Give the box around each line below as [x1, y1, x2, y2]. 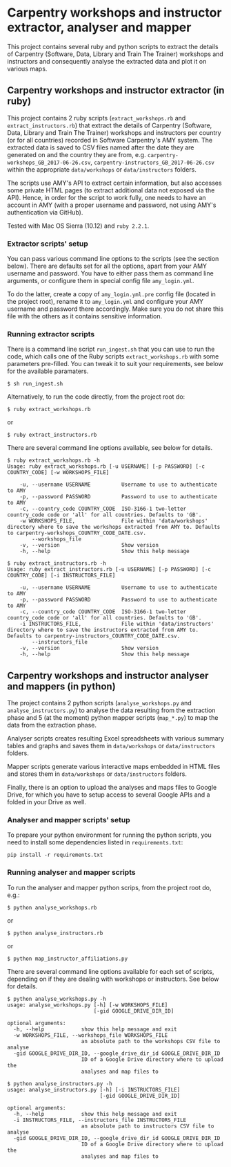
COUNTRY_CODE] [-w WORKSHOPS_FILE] [7, 469, 110, 476]
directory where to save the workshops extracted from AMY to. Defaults [7, 524, 221, 531]
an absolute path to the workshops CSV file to [81, 1038, 221, 1044]
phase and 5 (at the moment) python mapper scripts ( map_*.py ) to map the [7, 714, 219, 722]
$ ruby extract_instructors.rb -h [7, 560, 107, 567]
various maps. [7, 64, 48, 73]
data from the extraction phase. [7, 721, 97, 730]
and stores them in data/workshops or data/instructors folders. [7, 770, 188, 778]
